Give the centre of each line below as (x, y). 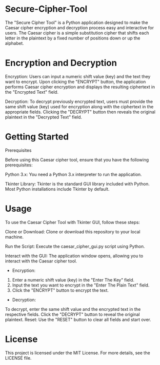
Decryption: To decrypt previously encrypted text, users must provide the (79, 101)
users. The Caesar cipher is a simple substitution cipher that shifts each (77, 33)
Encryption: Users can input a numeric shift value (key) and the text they (78, 76)
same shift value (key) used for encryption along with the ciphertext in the (79, 106)
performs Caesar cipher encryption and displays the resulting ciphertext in (80, 87)
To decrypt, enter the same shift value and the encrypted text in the (73, 309)
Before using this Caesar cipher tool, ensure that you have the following (77, 160)
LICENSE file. (18, 358)
